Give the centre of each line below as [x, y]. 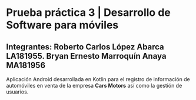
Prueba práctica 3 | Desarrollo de [88, 13]
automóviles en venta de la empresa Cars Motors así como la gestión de [94, 86]
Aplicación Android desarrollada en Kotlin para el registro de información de [98, 79]
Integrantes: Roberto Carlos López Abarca [85, 47]
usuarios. [17, 92]
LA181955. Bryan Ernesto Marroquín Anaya [86, 56]
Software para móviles [62, 25]
